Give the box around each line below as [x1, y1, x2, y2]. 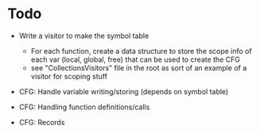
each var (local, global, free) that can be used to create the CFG [30, 55, 240, 64]
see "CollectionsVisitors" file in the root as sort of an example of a [30, 63, 247, 72]
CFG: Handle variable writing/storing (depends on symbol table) [18, 86, 229, 96]
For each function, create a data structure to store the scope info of [30, 46, 252, 55]
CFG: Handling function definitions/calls [18, 102, 150, 112]
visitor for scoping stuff [30, 71, 108, 81]
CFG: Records [18, 117, 65, 127]
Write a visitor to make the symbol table [18, 31, 149, 40]
